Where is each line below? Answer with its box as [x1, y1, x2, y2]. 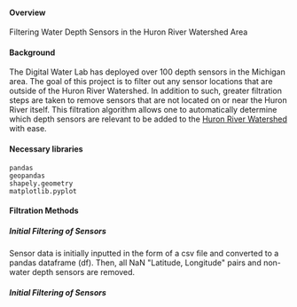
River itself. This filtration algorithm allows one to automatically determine [9, 105, 277, 115]
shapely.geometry [9, 178, 74, 188]
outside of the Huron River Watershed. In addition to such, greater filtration [9, 85, 282, 97]
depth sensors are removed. [32, 267, 136, 278]
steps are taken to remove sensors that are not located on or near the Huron [9, 95, 287, 106]
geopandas [9, 171, 46, 180]
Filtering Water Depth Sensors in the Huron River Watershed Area [9, 27, 248, 37]
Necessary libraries [9, 144, 83, 154]
